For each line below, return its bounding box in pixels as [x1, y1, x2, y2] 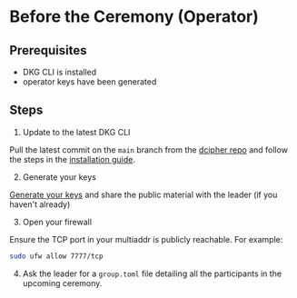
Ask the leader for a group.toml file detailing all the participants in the [22, 268, 282, 279]
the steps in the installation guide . [9, 154, 136, 164]
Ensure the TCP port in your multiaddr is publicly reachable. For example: [9, 233, 283, 244]
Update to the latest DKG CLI [22, 126, 131, 137]
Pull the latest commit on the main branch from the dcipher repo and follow [9, 144, 289, 155]
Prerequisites [9, 43, 87, 58]
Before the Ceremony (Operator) [9, 6, 259, 27]
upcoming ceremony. [22, 277, 103, 288]
